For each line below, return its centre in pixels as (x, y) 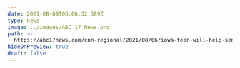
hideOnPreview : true (38, 47)
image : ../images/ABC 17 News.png (59, 27)
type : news (24, 21)
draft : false (27, 54)
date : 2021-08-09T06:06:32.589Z (55, 14)
